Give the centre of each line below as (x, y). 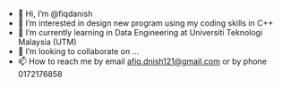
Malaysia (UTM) (47, 42)
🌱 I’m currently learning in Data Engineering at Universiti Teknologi (140, 32)
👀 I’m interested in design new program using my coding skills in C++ (145, 23)
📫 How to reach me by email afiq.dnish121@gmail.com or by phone (142, 61)
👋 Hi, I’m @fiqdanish (55, 14)
